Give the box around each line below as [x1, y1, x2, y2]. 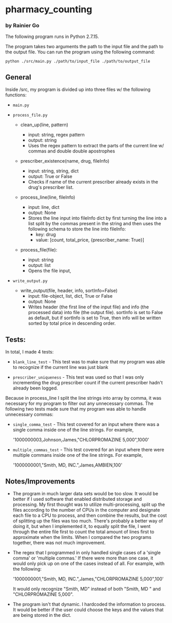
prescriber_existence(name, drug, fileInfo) [20, 158, 109, 164]
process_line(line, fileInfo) [20, 194, 75, 201]
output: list [28, 262, 51, 268]
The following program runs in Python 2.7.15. [5, 33, 99, 40]
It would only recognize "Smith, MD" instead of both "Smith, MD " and [12, 586, 161, 592]
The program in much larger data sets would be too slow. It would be [12, 490, 158, 496]
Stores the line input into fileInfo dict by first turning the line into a [28, 215, 167, 221]
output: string [28, 137, 57, 143]
